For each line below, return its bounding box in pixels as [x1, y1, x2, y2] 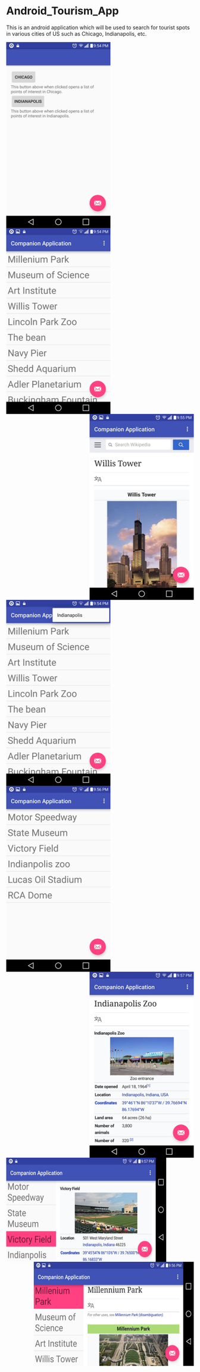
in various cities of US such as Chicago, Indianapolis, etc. [6, 30, 147, 37]
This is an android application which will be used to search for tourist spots [6, 24, 190, 31]
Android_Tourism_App [6, 4, 119, 18]
